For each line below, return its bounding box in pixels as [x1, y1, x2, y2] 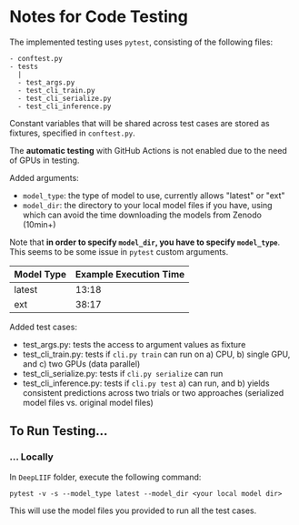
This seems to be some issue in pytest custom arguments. [9, 246, 229, 257]
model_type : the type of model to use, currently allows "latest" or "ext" [22, 189, 285, 201]
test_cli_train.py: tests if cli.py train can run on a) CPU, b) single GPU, [22, 348, 291, 359]
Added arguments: [9, 172, 79, 183]
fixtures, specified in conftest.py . [9, 127, 136, 138]
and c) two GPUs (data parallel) [22, 358, 141, 369]
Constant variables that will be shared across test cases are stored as [9, 117, 270, 128]
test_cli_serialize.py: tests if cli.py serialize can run [22, 368, 224, 379]
